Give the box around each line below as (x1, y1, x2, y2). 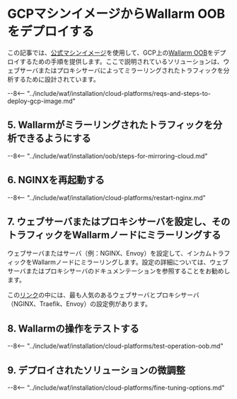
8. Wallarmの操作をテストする (7, 322, 139, 334)
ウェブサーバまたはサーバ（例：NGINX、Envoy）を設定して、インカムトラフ (7, 249, 231, 258)
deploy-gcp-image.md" (7, 97, 76, 105)
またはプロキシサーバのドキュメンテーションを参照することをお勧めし (25, 267, 231, 275)
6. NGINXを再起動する (7, 174, 105, 186)
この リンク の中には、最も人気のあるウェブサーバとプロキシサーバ (7, 291, 200, 300)
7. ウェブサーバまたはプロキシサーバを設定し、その (7, 215, 231, 227)
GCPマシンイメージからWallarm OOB (7, 6, 225, 22)
